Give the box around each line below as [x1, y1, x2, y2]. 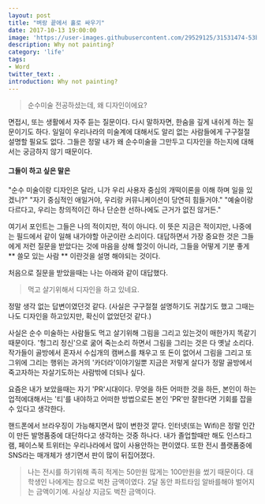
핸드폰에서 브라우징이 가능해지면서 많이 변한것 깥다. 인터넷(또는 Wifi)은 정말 [8, 420, 241, 430]
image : [8, 33, 30, 42]
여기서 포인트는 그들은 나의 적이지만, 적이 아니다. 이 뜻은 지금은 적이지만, [8, 222, 231, 231]
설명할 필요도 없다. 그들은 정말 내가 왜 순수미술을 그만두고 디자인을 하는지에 [8, 136, 240, 146]
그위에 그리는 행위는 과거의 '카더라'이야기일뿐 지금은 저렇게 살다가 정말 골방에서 [8, 357, 252, 367]
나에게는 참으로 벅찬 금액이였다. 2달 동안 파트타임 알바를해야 [48, 476, 234, 486]
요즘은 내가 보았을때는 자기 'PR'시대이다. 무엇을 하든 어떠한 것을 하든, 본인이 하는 [8, 384, 256, 394]
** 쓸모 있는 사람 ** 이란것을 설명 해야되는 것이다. [8, 251, 161, 260]
